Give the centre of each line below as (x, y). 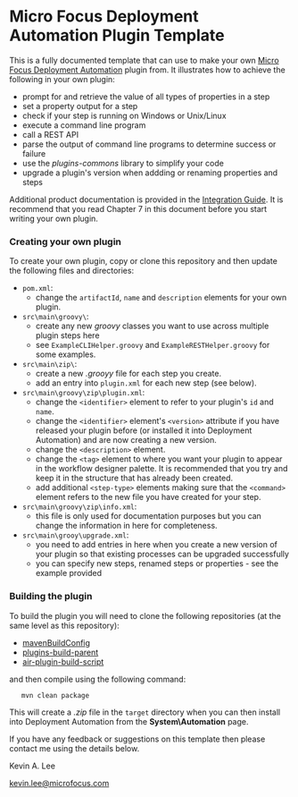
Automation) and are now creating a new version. (126, 440)
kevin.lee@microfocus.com (59, 783)
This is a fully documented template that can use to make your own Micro (144, 60)
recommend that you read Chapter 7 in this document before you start (138, 208)
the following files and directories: (72, 271)
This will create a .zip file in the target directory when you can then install (145, 712)
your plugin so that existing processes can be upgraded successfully (162, 554)
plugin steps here (67, 335)
